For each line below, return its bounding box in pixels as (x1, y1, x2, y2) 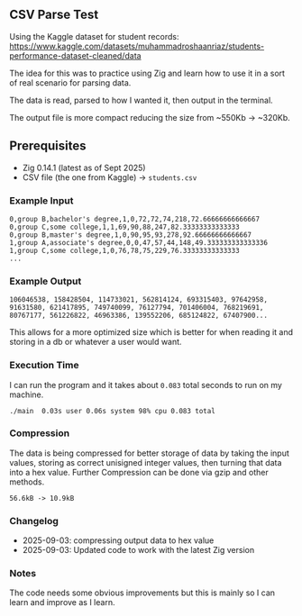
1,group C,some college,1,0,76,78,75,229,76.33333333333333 (9, 246, 241, 255)
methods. (9, 476, 45, 487)
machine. (9, 389, 44, 400)
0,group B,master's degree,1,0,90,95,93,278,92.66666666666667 (9, 230, 252, 240)
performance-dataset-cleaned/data (9, 50, 142, 61)
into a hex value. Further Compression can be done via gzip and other (9, 467, 269, 477)
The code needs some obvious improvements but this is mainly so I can (9, 587, 276, 598)
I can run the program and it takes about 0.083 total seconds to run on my (9, 379, 282, 390)
